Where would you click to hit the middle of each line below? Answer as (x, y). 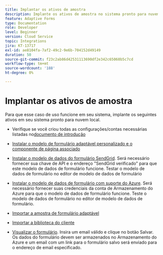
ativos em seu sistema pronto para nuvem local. (53, 119)
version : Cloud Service (29, 37)
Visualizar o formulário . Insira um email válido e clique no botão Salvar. (83, 232)
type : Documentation (26, 23)
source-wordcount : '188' (30, 68)
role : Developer (21, 28)
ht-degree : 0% (19, 73)
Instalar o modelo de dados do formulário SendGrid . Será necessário (81, 158)
